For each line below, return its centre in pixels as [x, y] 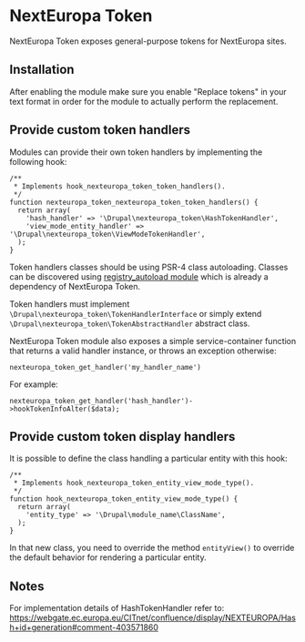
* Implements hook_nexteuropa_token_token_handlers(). [119, 186]
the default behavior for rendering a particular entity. [108, 557]
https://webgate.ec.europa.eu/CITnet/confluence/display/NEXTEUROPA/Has [152, 618]
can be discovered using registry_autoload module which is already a [139, 276]
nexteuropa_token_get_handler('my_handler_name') [106, 367]
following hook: [38, 161]
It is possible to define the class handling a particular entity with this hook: [148, 459]
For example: [34, 384]
